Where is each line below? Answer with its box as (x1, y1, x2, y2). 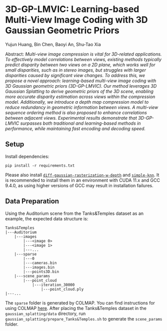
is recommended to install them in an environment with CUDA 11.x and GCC (5, 177, 160, 183)
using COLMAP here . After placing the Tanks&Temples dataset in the (5, 305, 146, 311)
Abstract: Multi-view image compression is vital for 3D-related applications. (5, 51, 162, 57)
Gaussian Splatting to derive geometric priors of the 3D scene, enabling (5, 88, 154, 94)
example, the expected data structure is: (5, 215, 88, 221)
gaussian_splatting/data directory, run (5, 310, 86, 316)
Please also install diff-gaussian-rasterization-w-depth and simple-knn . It (5, 172, 159, 178)
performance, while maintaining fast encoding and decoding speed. (5, 125, 146, 131)
